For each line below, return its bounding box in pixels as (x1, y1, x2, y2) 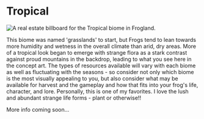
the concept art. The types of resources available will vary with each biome (6, 62, 196, 69)
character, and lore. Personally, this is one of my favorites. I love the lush (6, 87, 189, 95)
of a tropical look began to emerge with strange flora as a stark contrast (6, 49, 188, 56)
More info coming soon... (6, 106, 70, 113)
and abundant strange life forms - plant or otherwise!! (6, 94, 142, 101)
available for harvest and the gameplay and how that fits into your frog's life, (6, 81, 199, 89)
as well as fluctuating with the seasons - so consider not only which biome (6, 68, 194, 75)
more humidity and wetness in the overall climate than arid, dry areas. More (6, 42, 197, 50)
